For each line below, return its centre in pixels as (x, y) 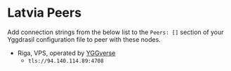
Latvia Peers (45, 13)
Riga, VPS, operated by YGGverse (66, 53)
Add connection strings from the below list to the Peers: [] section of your (115, 32)
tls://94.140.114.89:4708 (66, 61)
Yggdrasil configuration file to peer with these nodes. (84, 39)
